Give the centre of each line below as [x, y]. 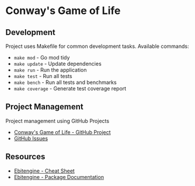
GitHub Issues [31, 138]
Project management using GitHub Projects [57, 121]
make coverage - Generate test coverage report [70, 88]
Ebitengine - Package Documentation [59, 177]
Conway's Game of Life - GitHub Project [62, 132]
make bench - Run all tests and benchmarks [65, 82]
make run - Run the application [50, 70]
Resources [25, 157]
